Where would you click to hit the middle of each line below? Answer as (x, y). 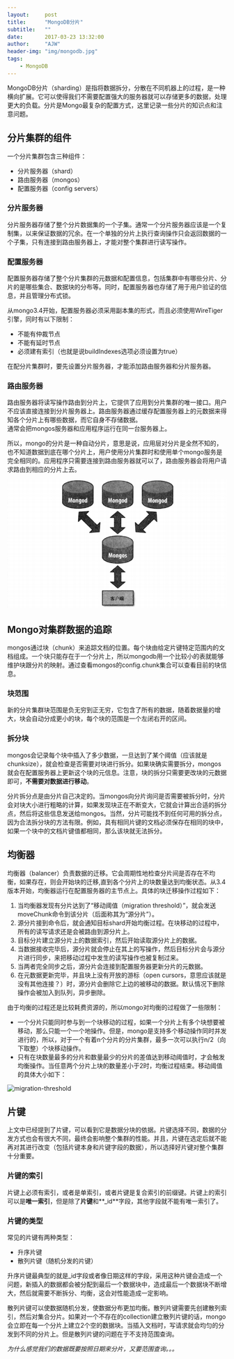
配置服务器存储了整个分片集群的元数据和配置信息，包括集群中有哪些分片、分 (117, 278)
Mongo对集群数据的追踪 (60, 630)
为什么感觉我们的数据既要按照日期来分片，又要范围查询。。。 (93, 1349)
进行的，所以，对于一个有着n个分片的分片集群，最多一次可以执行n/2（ (118, 1039)
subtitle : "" (29, 29)
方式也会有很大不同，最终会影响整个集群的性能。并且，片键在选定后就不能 (120, 1139)
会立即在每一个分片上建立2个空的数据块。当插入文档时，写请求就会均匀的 (113, 1325)
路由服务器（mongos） (50, 179)
